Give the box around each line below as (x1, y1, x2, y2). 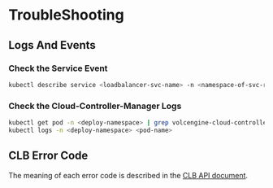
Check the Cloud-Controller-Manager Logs (8, 100, 182, 111)
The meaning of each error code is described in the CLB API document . (8, 170, 249, 180)
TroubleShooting (8, 6, 124, 24)
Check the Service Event (8, 63, 108, 74)
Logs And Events (8, 38, 96, 52)
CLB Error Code (8, 149, 89, 163)
